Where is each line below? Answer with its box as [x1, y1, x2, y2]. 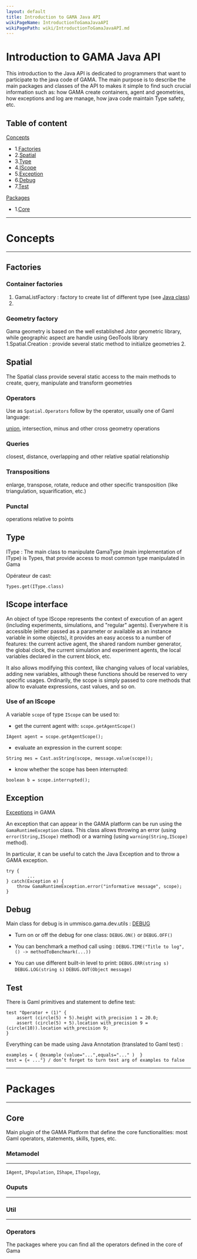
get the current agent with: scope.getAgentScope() [14, 722, 136, 729]
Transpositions [6, 468, 50, 476]
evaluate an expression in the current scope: [14, 744, 123, 751]
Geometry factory [6, 314, 59, 323]
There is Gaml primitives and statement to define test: [6, 999, 136, 1006]
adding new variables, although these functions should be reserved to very [6, 670, 188, 677]
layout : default [6, 8, 46, 15]
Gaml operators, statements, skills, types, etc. [6, 1135, 117, 1142]
